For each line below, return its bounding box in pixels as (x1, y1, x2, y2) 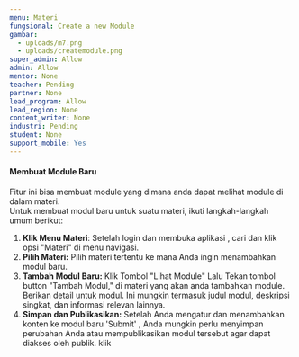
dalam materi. (9, 195, 60, 207)
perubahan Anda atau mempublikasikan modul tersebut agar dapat (22, 327, 271, 338)
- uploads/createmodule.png (17, 47, 123, 56)
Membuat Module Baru (9, 166, 97, 177)
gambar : (9, 30, 39, 39)
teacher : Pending (9, 80, 75, 89)
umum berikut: (9, 215, 64, 226)
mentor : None (9, 72, 59, 81)
